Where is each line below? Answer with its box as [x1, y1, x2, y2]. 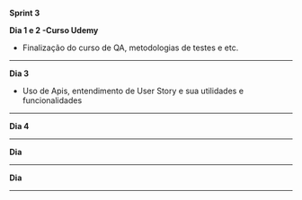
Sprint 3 [9, 8, 40, 18]
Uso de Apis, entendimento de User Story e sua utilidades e [22, 85, 244, 96]
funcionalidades [22, 95, 83, 106]
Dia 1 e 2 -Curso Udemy [9, 25, 99, 35]
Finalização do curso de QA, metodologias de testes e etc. [22, 42, 239, 53]
